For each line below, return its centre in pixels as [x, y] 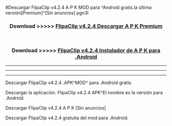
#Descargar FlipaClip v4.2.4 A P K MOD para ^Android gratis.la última [79, 7]
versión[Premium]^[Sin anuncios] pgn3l [47, 13]
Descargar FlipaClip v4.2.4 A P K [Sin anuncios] [56, 108]
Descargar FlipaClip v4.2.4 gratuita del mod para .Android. [67, 118]
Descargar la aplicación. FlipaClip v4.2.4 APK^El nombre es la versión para [84, 92]
